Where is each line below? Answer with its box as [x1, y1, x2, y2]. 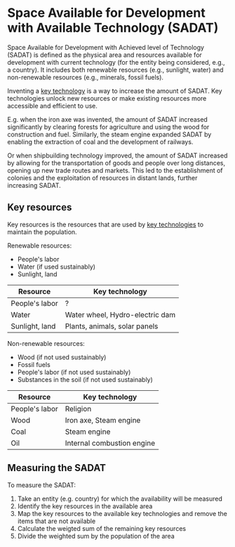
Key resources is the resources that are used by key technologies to [7, 220, 204, 229]
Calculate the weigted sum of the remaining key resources [17, 524, 187, 532]
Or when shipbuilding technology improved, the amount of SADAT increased [7, 151, 228, 160]
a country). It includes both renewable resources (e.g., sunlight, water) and [7, 65, 224, 74]
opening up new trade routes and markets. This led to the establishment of [7, 166, 223, 174]
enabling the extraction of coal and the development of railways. [7, 137, 194, 146]
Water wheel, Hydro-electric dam [65, 309, 176, 319]
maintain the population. [7, 227, 77, 236]
